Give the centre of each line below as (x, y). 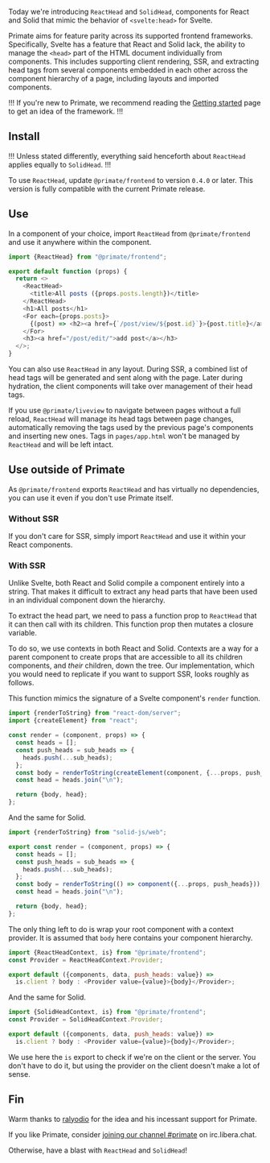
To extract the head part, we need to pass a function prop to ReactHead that (133, 616)
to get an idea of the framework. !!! (65, 111)
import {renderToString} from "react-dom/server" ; (95, 713)
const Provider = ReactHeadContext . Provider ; (86, 960)
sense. (19, 1074)
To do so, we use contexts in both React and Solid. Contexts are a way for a (133, 648)
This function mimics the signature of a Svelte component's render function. (135, 698)
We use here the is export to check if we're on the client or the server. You (132, 1057)
